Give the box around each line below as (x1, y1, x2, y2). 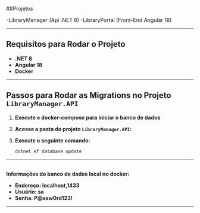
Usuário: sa (14, 188, 44, 195)
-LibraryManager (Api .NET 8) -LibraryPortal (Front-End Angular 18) (6, 17, 172, 23)
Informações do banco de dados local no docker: (6, 170, 130, 177)
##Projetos (6, 5, 33, 12)
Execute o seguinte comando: (14, 136, 90, 144)
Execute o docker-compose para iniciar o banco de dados (14, 114, 161, 121)
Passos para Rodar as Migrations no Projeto (6, 90, 171, 100)
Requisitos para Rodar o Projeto (6, 39, 126, 49)
